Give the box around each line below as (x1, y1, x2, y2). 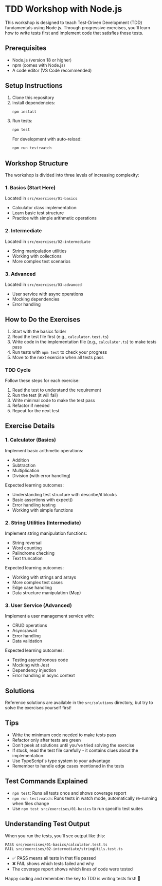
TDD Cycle (5, 366, 31, 373)
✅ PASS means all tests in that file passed (12, 855, 96, 861)
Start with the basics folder (12, 328, 67, 334)
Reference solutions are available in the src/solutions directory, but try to (5, 700, 153, 705)
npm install (12, 109, 36, 114)
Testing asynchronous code (12, 657, 68, 663)
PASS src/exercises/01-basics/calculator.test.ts (5, 842, 108, 847)
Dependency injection (12, 667, 56, 673)
